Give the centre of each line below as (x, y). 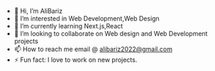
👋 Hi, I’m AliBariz (38, 11)
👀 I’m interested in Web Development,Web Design (87, 18)
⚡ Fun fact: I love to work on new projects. (76, 60)
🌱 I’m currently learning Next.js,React (68, 26)
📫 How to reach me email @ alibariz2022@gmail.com (93, 49)
